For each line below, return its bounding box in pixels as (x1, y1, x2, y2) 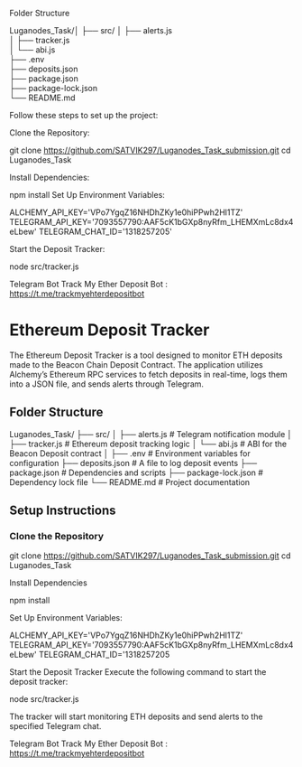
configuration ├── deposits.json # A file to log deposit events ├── (9, 457, 258, 468)
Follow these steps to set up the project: (9, 110, 159, 120)
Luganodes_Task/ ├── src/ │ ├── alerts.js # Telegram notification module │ (9, 428, 293, 439)
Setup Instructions (9, 503, 116, 519)
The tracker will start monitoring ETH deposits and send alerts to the (9, 711, 263, 722)
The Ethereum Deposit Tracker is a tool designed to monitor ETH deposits (9, 350, 283, 360)
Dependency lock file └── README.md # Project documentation (9, 476, 251, 487)
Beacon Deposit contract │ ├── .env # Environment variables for (9, 447, 251, 459)
